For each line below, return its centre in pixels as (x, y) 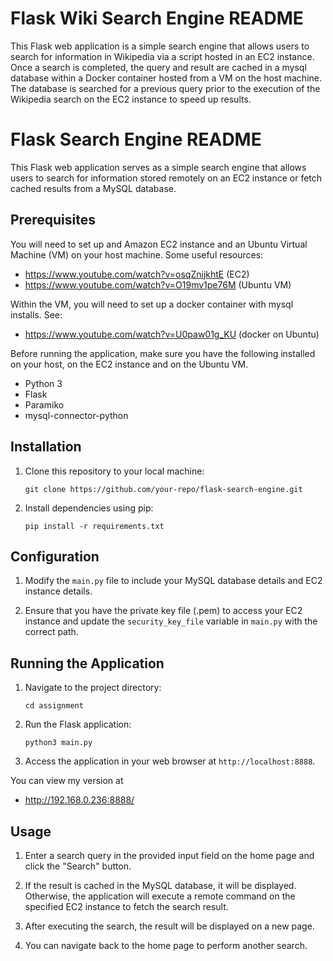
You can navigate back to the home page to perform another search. (166, 945)
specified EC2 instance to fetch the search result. (126, 906)
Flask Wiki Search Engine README (157, 18)
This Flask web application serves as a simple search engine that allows (158, 167)
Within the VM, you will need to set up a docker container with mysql (152, 304)
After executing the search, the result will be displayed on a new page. (169, 926)
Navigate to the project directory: (93, 688)
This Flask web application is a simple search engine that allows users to (160, 46)
